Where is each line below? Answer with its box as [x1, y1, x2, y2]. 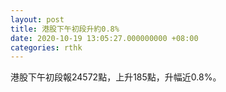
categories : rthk [10, 42, 83, 53]
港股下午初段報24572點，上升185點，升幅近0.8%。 [10, 71, 222, 83]
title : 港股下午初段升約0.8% [10, 24, 120, 34]
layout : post [10, 14, 65, 25]
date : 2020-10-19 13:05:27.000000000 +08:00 [10, 33, 199, 43]
